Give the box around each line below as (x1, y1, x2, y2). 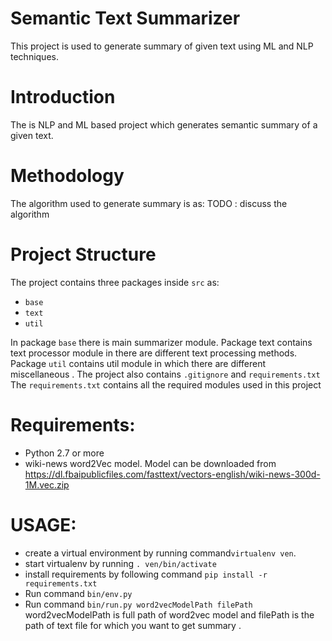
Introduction (10, 86, 116, 109)
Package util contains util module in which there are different (10, 357, 267, 369)
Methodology (10, 165, 125, 187)
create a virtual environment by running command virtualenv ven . (24, 547, 297, 559)
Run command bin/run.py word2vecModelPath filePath (24, 598, 253, 610)
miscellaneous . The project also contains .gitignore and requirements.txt (10, 368, 321, 380)
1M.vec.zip (24, 478, 70, 491)
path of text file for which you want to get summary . (24, 619, 242, 631)
